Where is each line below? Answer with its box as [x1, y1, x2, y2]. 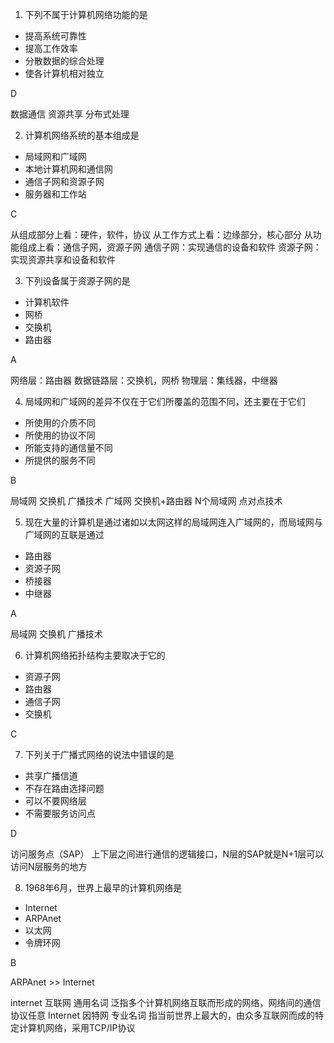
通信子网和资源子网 [24, 176, 105, 187]
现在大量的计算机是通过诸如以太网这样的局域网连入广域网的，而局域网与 [24, 516, 323, 528]
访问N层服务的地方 [10, 861, 88, 872]
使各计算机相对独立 [24, 68, 105, 79]
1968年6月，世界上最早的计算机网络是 [24, 882, 183, 893]
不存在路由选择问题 [24, 783, 105, 794]
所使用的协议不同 [24, 429, 96, 441]
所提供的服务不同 [24, 454, 96, 466]
